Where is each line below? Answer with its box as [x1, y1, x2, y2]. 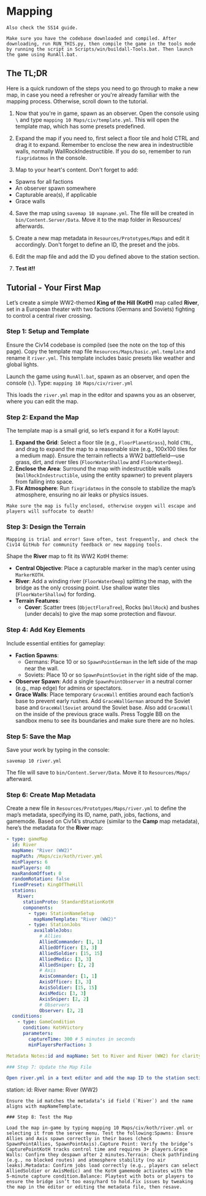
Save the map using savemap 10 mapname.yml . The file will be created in [15, 209, 194, 216]
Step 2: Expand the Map [6, 413, 79, 422]
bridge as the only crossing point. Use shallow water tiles [15, 584, 160, 591]
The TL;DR [6, 68, 48, 79]
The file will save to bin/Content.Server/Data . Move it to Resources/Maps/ [6, 769, 191, 776]
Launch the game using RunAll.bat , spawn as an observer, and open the [6, 372, 190, 380]
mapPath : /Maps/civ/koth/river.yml [12, 853, 103, 859]
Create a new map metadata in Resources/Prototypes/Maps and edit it [15, 234, 190, 242]
